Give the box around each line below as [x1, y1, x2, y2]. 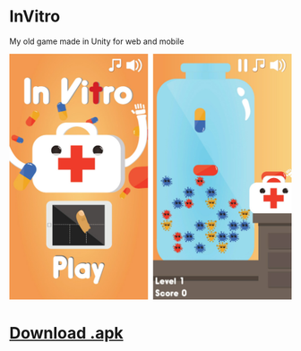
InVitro [9, 6, 61, 27]
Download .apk [9, 322, 124, 343]
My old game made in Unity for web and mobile [9, 36, 185, 47]
